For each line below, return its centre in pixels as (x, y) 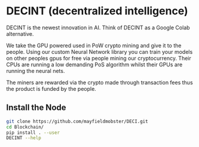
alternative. (20, 33)
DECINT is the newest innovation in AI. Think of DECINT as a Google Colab (98, 27)
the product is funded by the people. (51, 88)
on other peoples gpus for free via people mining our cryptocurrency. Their (99, 58)
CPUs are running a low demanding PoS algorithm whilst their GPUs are (94, 65)
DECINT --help (24, 138)
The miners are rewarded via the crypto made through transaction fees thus (99, 82)
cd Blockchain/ (25, 127)
